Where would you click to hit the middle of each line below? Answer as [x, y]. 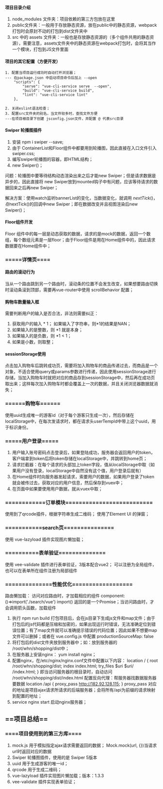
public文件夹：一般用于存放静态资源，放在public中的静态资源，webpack [84, 25]
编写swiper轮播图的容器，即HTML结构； [53, 159]
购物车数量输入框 [22, 302]
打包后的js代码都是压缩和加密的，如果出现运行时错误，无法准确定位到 [82, 624]
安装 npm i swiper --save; [38, 142]
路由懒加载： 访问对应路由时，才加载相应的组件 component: [65, 596]
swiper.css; [24, 153]
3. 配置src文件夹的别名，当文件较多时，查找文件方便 [51, 114]
